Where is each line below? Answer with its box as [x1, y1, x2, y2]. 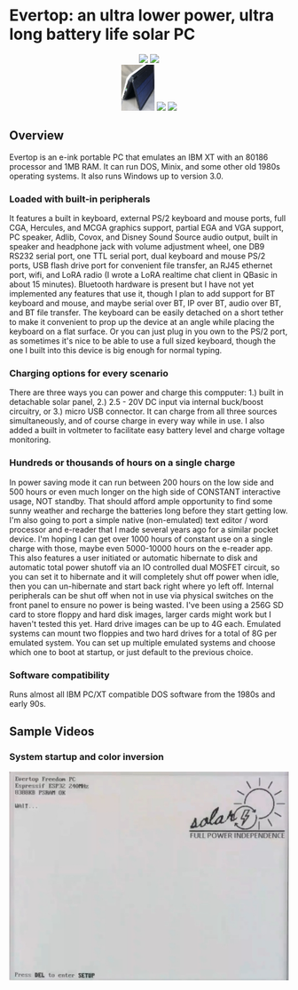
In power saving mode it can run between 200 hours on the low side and [9, 477, 275, 487]
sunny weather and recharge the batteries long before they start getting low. [9, 505, 288, 516]
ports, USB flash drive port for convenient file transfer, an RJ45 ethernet [9, 260, 273, 271]
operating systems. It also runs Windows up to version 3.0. [9, 170, 223, 181]
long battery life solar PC [9, 24, 196, 44]
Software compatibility [9, 669, 110, 681]
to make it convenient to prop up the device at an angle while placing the [9, 317, 275, 328]
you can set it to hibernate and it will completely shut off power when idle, [9, 571, 279, 582]
